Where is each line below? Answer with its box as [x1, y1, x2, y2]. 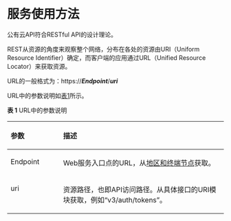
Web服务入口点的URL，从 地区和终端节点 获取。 [63, 158, 215, 167]
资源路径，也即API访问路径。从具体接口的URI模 [63, 185, 217, 194]
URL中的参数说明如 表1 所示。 [7, 91, 88, 100]
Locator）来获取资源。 [7, 62, 71, 70]
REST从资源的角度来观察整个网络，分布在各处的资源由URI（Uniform [7, 45, 200, 53]
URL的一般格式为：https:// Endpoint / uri [7, 76, 118, 85]
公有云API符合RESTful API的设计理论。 [7, 30, 117, 39]
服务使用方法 [7, 6, 80, 22]
